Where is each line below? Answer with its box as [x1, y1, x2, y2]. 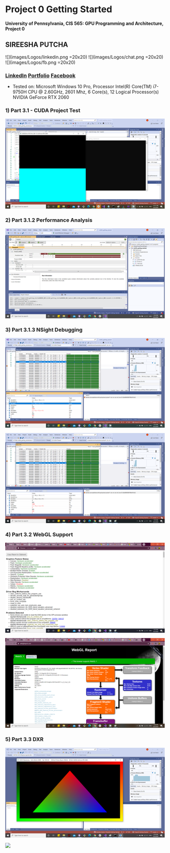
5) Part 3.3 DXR [5, 736, 44, 743]
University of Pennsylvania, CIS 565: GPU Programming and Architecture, [5, 20, 163, 26]
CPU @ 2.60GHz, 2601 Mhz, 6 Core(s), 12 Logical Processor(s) [27, 89, 159, 95]
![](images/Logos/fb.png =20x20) [5, 59, 76, 65]
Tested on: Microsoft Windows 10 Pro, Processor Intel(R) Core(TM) [12, 84, 152, 90]
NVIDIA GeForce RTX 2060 [12, 94, 69, 100]
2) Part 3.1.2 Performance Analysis [5, 217, 93, 224]
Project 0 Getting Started [5, 4, 112, 15]
